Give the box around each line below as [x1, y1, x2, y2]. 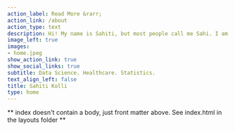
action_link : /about [7, 17, 68, 24]
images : [7, 43, 30, 50]
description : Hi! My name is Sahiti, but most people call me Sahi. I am [7, 30, 229, 37]
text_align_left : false [7, 75, 77, 83]
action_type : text [7, 23, 61, 30]
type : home [7, 89, 39, 96]
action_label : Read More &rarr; [7, 10, 102, 18]
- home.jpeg [7, 50, 42, 57]
